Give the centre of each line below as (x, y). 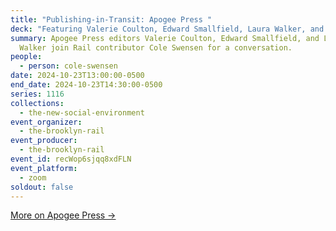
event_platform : (44, 168)
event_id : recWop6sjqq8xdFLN (71, 159)
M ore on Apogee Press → (63, 215)
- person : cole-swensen (68, 66)
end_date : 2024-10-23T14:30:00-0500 (86, 85)
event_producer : (44, 141)
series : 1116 (37, 94)
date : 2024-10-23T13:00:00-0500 (77, 76)
